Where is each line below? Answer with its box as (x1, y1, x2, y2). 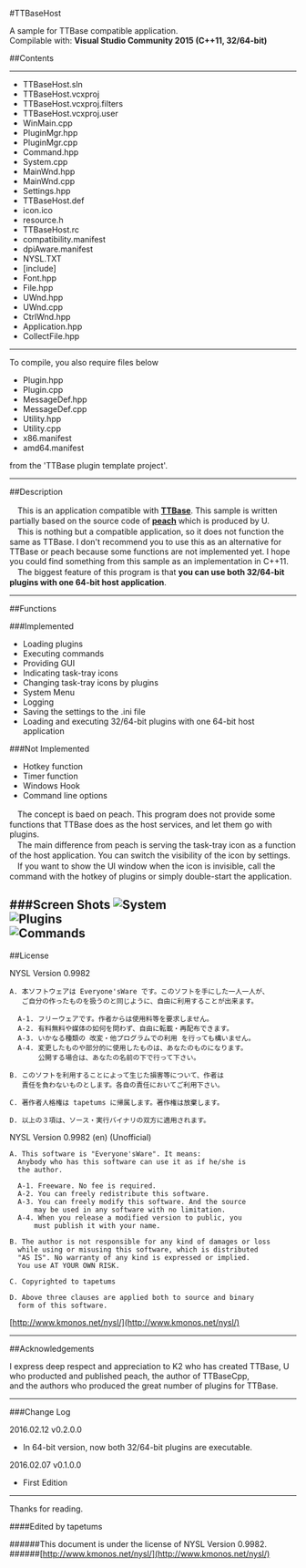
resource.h (22, 214, 64, 225)
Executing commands (22, 648, 105, 659)
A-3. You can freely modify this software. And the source (17, 1197, 247, 1206)
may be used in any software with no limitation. (33, 1205, 226, 1214)
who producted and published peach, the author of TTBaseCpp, (9, 1370, 250, 1381)
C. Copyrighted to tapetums (9, 1276, 117, 1286)
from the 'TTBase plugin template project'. (9, 460, 168, 470)
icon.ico (22, 205, 53, 215)
